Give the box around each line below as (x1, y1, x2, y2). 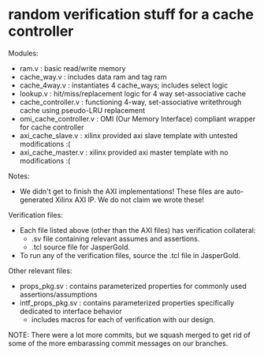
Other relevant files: (8, 266, 73, 275)
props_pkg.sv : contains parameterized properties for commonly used (19, 281, 247, 290)
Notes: (8, 171, 30, 181)
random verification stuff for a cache (8, 6, 255, 24)
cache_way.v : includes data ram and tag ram (19, 72, 167, 81)
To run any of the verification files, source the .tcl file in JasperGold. (19, 250, 240, 260)
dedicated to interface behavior (19, 306, 122, 316)
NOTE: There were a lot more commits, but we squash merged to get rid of (8, 330, 251, 339)
